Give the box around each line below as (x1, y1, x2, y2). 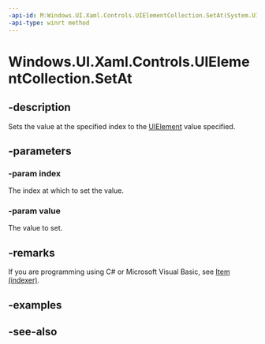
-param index (8, 168, 62, 179)
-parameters (8, 144, 72, 157)
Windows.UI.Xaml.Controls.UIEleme (8, 53, 250, 71)
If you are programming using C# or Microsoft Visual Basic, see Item (8, 267, 230, 276)
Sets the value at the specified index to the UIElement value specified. (8, 121, 236, 131)
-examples (8, 298, 62, 312)
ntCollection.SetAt (8, 69, 132, 87)
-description (8, 101, 71, 114)
